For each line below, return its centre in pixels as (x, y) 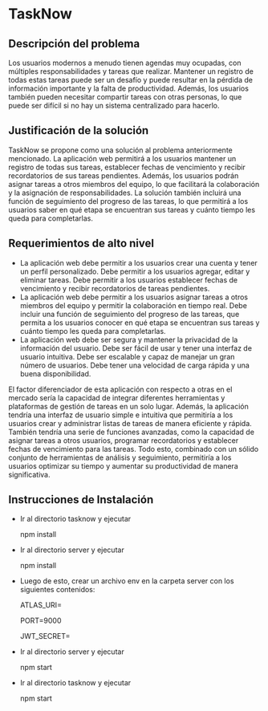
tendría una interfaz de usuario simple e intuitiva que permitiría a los (121, 415)
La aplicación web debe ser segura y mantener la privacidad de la (129, 339)
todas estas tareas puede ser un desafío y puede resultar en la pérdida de (130, 80)
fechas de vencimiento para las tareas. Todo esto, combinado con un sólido (134, 449)
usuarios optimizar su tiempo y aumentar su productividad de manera (123, 465)
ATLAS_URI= (41, 605)
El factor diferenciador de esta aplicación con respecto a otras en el (120, 389)
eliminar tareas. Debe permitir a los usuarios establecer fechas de (129, 280)
